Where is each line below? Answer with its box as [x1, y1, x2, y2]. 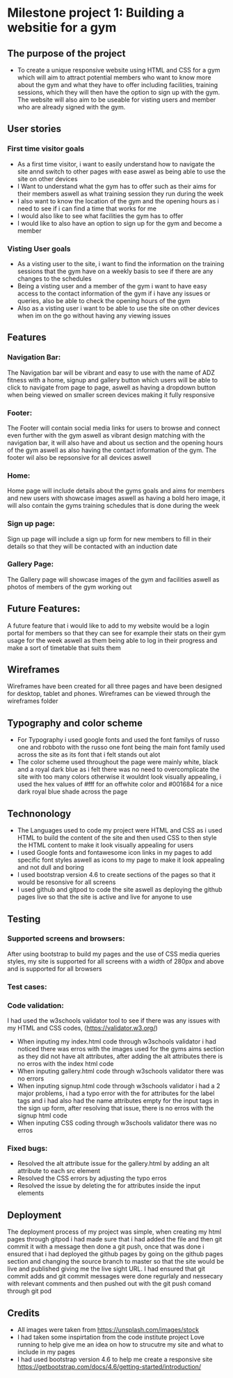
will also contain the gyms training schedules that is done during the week [7, 502, 220, 510]
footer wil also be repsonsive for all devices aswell [7, 453, 152, 461]
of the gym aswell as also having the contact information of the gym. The [7, 446, 217, 454]
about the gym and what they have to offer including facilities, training [17, 81, 218, 88]
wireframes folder [7, 697, 58, 705]
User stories [7, 123, 61, 135]
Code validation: [7, 1000, 64, 1010]
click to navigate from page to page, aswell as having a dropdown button [7, 383, 216, 392]
